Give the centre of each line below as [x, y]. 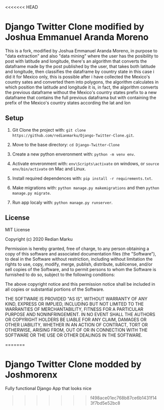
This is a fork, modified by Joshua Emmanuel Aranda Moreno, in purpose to [81, 50]
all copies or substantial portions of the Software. [55, 289]
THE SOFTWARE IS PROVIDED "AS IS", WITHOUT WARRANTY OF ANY [76, 298]
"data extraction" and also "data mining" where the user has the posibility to [82, 56]
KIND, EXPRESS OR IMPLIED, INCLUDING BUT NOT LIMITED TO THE [74, 304]
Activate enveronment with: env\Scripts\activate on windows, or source [86, 163]
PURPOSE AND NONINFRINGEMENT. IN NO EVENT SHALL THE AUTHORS [80, 314]
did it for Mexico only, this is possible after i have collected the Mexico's [78, 77]
